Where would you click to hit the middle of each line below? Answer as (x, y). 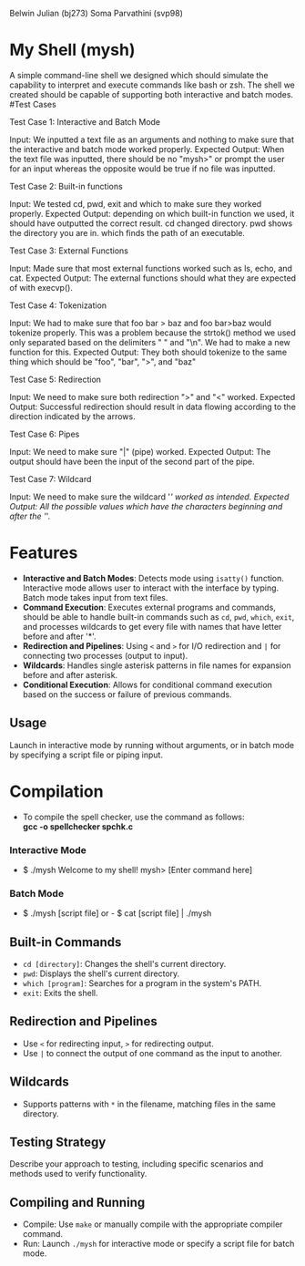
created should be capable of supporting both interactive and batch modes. (152, 94)
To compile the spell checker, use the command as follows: (133, 817)
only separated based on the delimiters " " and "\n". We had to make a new (150, 342)
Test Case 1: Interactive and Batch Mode (85, 121)
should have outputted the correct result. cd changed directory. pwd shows (151, 223)
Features (44, 553)
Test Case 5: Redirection (56, 379)
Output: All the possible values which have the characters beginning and (146, 506)
